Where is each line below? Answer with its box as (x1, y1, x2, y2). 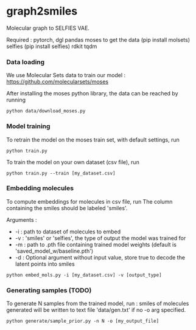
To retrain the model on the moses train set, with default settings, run (6, 136, 180, 143)
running (6, 96, 26, 104)
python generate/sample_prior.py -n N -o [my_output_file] (6, 318, 159, 325)
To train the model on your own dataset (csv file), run (6, 158, 140, 165)
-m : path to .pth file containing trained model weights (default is (15, 241, 177, 248)
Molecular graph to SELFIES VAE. (6, 24, 90, 32)
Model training (6, 122, 51, 131)
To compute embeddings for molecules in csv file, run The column (6, 198, 173, 205)
